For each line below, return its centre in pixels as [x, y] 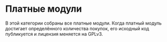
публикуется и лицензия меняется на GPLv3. [54, 34]
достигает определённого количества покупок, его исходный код [77, 28]
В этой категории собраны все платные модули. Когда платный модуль [83, 23]
